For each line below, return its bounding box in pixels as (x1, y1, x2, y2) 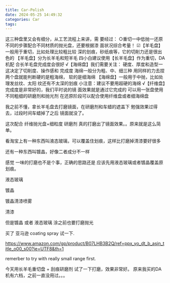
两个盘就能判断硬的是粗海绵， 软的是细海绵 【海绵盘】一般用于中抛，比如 (5, 74, 159, 80)
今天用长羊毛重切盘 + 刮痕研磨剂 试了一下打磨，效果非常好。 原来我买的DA (5, 266, 162, 272)
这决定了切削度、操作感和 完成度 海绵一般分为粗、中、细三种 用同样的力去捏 (5, 68, 165, 74)
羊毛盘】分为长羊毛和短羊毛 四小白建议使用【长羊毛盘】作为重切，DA (19, 55, 165, 61)
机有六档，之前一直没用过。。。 (5, 272, 67, 278)
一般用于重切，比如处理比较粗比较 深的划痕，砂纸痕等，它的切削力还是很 (5, 49, 158, 55)
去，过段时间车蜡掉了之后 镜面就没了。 (5, 110, 87, 116)
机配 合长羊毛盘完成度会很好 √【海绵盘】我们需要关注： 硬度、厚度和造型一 (5, 61, 163, 67)
